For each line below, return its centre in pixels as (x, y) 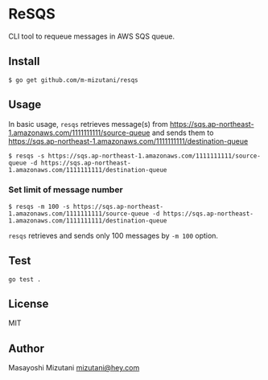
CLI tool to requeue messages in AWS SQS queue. (92, 36)
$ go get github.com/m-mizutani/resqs (73, 80)
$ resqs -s (27, 156)
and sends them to (183, 133)
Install (24, 61)
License (29, 304)
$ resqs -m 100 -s (39, 206)
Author (26, 348)
